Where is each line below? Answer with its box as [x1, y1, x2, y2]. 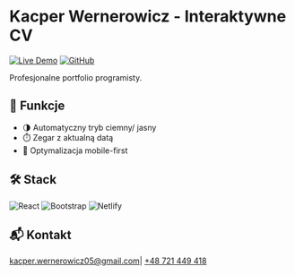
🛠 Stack [9, 172, 56, 187]
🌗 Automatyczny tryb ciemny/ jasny [22, 122, 157, 133]
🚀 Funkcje [9, 99, 65, 114]
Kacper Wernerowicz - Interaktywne [9, 6, 287, 27]
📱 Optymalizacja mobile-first [22, 145, 128, 156]
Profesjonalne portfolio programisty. [9, 72, 143, 82]
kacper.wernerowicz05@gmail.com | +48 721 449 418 [9, 255, 207, 266]
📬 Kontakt [9, 227, 72, 243]
